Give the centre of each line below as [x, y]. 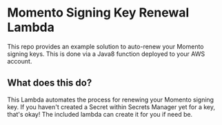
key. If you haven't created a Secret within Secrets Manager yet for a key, [111, 107]
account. [20, 61]
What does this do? [50, 83]
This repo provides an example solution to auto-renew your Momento [105, 46]
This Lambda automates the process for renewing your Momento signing [111, 99]
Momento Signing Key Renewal [98, 13]
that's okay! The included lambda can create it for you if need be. [100, 114]
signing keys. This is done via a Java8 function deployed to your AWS [106, 54]
